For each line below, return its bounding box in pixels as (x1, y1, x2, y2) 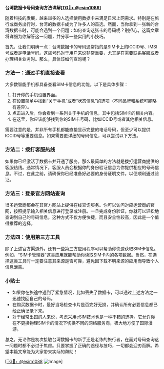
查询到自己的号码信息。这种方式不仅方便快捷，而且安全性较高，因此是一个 (5, 214, 155, 220)
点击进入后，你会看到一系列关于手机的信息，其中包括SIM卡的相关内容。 (12, 110, 157, 116)
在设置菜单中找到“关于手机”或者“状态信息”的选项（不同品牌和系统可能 (12, 98, 153, 104)
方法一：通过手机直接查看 (5, 69, 65, 76)
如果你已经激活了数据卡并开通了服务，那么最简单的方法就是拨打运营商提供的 (5, 158, 159, 164)
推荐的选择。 (9, 220, 35, 226)
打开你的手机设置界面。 (12, 92, 60, 98)
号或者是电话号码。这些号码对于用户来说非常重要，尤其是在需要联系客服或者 (5, 50, 159, 56)
